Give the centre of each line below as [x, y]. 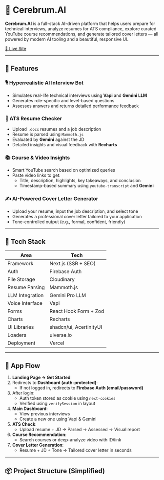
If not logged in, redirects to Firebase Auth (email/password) [81, 388]
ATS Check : [24, 424]
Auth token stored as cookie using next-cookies [67, 398]
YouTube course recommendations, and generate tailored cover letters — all [82, 34]
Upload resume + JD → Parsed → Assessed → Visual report [80, 430]
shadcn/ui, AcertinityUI [76, 327]
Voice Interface [25, 303]
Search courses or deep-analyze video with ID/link [70, 440]
